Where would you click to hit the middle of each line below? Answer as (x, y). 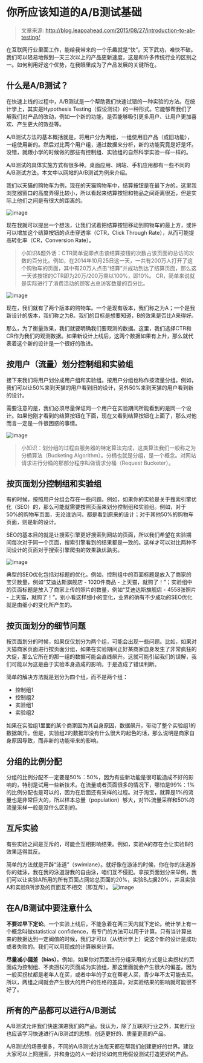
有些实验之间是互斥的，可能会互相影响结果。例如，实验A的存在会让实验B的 (100, 844)
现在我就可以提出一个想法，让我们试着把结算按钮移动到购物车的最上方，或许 (101, 225)
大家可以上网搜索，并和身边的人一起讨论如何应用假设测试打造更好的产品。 (99, 1054)
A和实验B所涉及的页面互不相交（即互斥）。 (59, 887)
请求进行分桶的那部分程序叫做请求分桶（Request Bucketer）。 (97, 463)
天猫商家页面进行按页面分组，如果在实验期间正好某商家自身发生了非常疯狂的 (101, 649)
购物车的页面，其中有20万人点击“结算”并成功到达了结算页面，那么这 (111, 268)
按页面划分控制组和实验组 (54, 484)
